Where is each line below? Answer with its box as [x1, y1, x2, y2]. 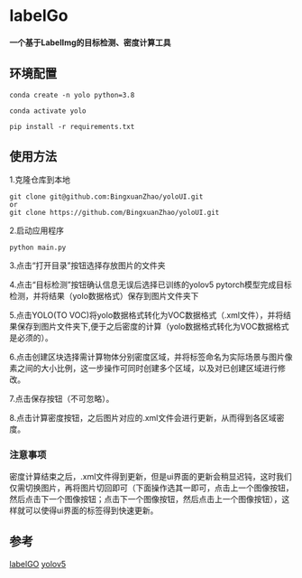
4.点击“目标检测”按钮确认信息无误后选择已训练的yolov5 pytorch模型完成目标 [9, 279, 293, 290]
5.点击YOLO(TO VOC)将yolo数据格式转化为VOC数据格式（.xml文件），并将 [9, 310, 284, 321]
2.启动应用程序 [9, 225, 65, 236]
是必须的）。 [9, 332, 53, 343]
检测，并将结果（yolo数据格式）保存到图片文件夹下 [9, 291, 199, 302]
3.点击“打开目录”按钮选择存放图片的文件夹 [9, 260, 166, 271]
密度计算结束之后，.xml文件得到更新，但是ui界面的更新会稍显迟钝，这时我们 [9, 471, 292, 481]
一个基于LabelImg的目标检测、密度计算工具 [9, 37, 171, 48]
